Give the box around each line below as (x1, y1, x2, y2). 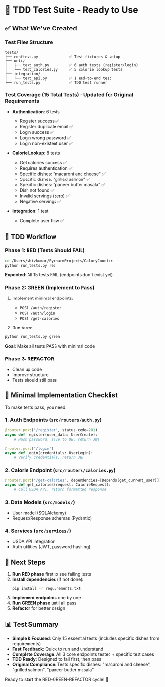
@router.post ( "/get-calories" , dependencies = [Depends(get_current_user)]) (5, 478, 162, 483)
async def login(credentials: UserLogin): (5, 450, 93, 455)
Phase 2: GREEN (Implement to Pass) (5, 284, 95, 291)
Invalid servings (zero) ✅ (19, 193, 70, 199)
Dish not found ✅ (19, 187, 55, 193)
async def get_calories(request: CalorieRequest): (5, 482, 111, 487)
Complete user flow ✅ (19, 218, 65, 224)
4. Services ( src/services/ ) (5, 527, 71, 534)
